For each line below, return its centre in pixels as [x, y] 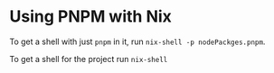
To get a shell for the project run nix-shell [89, 59]
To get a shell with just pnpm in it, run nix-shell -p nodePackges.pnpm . [137, 41]
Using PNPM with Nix [90, 17]
